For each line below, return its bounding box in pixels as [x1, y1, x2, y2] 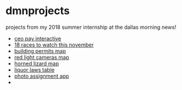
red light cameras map [14, 54, 69, 61]
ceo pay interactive [14, 35, 62, 42]
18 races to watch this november [14, 41, 94, 48]
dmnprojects [5, 4, 70, 18]
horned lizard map [14, 60, 59, 67]
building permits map [14, 47, 66, 54]
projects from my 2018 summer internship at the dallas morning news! [5, 24, 177, 31]
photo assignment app [14, 72, 69, 79]
